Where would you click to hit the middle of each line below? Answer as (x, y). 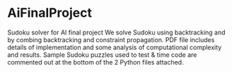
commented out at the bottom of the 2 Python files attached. (95, 62)
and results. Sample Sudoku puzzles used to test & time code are (102, 55)
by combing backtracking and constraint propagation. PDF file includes (111, 39)
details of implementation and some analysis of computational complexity (115, 47)
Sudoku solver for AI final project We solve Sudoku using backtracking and (116, 32)
